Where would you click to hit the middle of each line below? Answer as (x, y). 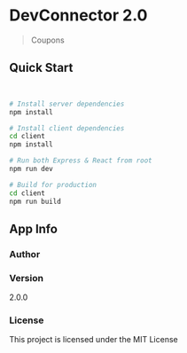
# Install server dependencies (67, 104)
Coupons (47, 40)
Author (25, 254)
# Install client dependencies (67, 128)
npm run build (35, 201)
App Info (33, 228)
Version (27, 278)
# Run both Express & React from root (81, 161)
